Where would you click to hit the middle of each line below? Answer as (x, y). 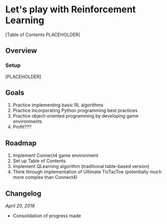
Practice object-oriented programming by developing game (76, 116)
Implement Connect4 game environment (55, 156)
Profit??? (22, 127)
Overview (21, 51)
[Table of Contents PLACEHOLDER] (43, 34)
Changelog (23, 193)
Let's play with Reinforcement (71, 10)
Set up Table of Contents (39, 161)
